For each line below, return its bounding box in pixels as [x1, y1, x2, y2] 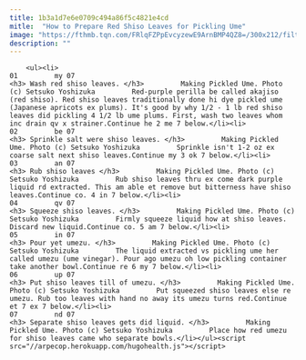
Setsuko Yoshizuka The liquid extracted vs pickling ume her [9, 246, 280, 255]
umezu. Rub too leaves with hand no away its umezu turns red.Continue [9, 295, 287, 304]
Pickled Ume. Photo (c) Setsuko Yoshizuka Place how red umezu [9, 326, 287, 335]
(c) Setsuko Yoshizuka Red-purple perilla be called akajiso [9, 87, 280, 96]
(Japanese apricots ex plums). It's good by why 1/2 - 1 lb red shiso [9, 104, 283, 113]
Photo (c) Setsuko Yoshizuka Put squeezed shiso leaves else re [9, 286, 291, 295]
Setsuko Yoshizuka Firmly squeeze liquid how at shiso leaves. [9, 215, 287, 224]
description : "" [9, 38, 71, 48]
